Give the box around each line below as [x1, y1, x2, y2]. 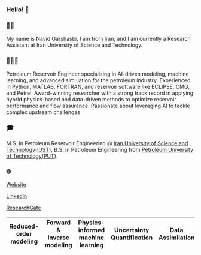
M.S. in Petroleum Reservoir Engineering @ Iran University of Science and [6, 139, 188, 146]
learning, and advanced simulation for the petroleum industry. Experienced [6, 76, 191, 83]
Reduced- [9, 222, 39, 230]
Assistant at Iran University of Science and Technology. [6, 41, 143, 49]
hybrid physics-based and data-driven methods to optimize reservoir [6, 95, 176, 103]
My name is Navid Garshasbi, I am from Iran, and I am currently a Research [6, 35, 191, 43]
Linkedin [6, 193, 28, 200]
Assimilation [158, 233, 195, 242]
